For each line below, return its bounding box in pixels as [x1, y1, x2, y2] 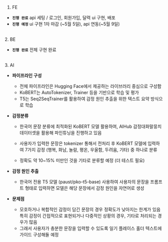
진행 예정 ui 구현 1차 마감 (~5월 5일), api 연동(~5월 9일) [12, 21, 120, 27]
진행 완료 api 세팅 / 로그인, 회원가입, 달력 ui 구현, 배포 [12, 15, 116, 21]
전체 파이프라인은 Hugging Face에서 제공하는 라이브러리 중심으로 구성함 [19, 83, 162, 89]
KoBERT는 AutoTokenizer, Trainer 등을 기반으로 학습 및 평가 [19, 90, 139, 95]
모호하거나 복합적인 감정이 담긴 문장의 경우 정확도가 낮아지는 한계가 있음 [19, 206, 161, 212]
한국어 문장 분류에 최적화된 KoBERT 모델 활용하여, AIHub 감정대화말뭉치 [19, 123, 162, 129]
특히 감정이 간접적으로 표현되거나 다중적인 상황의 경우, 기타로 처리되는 [19, 213, 157, 218]
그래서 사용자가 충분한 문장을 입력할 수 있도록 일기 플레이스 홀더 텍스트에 [19, 225, 162, 231]
